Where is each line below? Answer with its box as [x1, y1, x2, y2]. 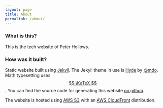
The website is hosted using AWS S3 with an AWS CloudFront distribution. [5, 97, 156, 103]
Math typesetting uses [5, 72, 51, 78]
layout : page [5, 7, 32, 12]
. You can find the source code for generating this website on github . [5, 87, 145, 93]
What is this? [5, 32, 37, 39]
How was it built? [5, 56, 47, 63]
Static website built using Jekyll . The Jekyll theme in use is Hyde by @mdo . [5, 67, 159, 73]
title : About [5, 12, 32, 17]
